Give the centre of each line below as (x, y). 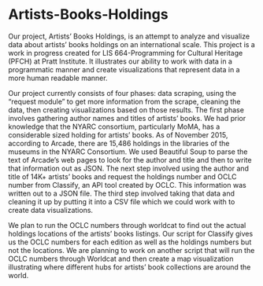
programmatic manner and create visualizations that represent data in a (124, 69)
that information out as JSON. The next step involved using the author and (129, 168)
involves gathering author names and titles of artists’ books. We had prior (127, 118)
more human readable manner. (58, 78)
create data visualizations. (50, 210)
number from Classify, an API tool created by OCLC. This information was (127, 185)
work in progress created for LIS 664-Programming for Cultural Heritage (126, 53)
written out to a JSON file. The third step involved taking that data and (121, 193)
